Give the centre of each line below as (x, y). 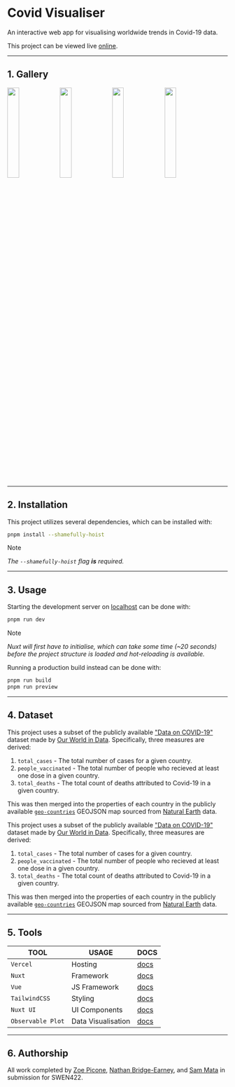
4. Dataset (30, 715)
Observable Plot (38, 1021)
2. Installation (38, 505)
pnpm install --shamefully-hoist (56, 534)
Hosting (84, 964)
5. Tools (25, 933)
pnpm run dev (26, 620)
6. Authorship (38, 1053)
